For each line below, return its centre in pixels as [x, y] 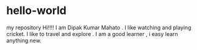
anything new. [24, 40]
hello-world [37, 11]
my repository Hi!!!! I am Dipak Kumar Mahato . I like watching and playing [99, 27]
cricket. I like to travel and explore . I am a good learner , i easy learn [92, 34]
